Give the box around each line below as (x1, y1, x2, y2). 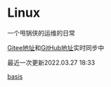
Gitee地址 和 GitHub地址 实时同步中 (7, 43, 105, 52)
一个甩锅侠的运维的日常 (7, 29, 75, 37)
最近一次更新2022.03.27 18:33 (7, 58, 96, 67)
